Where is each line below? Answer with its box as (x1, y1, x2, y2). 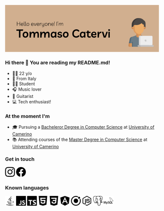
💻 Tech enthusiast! (12, 98, 51, 104)
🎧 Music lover (12, 86, 42, 92)
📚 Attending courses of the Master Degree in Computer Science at (12, 136, 147, 143)
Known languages (5, 185, 49, 192)
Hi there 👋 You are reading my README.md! (5, 59, 110, 66)
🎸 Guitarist (12, 93, 34, 99)
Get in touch (5, 156, 35, 163)
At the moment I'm (5, 113, 50, 119)
